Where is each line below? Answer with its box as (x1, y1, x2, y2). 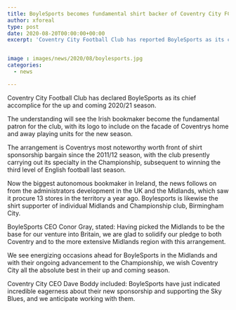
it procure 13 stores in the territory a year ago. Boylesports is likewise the (7, 194, 219, 202)
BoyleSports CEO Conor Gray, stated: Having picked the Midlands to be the (7, 222, 225, 231)
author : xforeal (7, 17, 55, 24)
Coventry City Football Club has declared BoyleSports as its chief (7, 93, 197, 102)
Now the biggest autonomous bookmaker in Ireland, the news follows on (7, 179, 217, 187)
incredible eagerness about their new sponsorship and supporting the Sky (7, 287, 223, 295)
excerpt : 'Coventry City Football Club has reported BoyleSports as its (7, 36, 225, 43)
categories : (7, 62, 42, 69)
